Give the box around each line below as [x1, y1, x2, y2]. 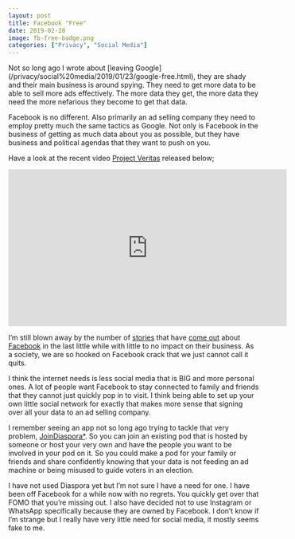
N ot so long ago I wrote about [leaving [8, 63, 134, 73]
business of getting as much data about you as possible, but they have [8, 129, 240, 140]
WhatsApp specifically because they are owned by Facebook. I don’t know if [8, 506, 259, 516]
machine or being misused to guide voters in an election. [8, 466, 195, 475]
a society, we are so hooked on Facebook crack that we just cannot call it [8, 350, 249, 360]
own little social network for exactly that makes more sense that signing [8, 399, 243, 409]
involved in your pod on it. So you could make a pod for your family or [8, 448, 237, 458]
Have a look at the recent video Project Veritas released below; [8, 153, 215, 163]
